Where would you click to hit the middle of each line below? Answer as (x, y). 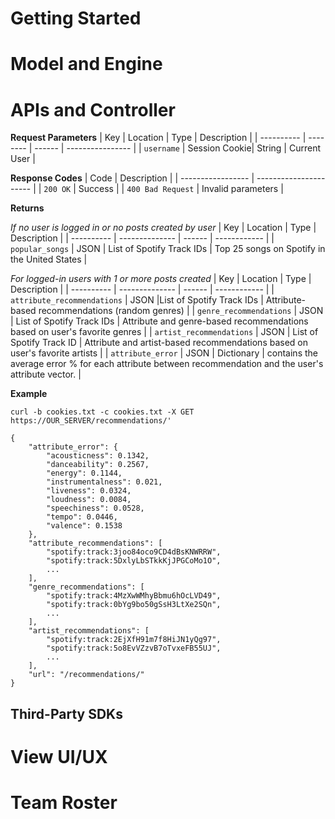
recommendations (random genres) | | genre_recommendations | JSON (181, 311)
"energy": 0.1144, (84, 473)
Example (29, 394)
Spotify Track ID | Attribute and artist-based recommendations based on (159, 343)
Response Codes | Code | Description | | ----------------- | (132, 178)
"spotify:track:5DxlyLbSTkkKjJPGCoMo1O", (134, 561)
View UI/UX (59, 756)
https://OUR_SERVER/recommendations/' (91, 421)
